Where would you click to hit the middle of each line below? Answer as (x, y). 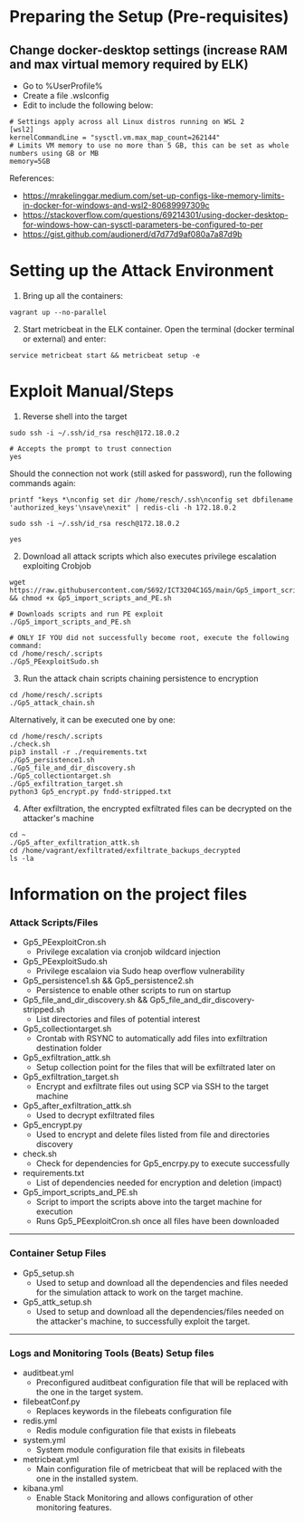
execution (54, 1211)
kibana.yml (43, 1488)
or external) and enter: (64, 339)
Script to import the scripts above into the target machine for (149, 1202)
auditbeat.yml (48, 1373)
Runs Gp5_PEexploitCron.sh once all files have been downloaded (157, 1221)
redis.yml (39, 1421)
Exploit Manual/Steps (92, 392)
